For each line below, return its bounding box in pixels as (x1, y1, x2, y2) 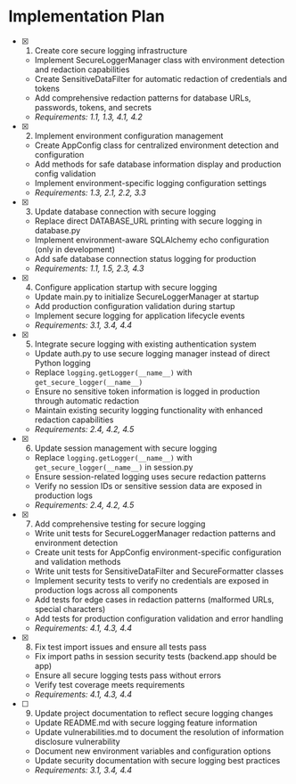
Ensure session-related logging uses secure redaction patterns (34, 470, 267, 482)
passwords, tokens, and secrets (34, 102, 152, 112)
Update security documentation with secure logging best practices (34, 755, 281, 765)
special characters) (34, 603, 106, 614)
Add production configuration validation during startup (34, 300, 235, 311)
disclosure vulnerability (34, 736, 121, 747)
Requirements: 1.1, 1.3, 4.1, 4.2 (34, 111, 144, 122)
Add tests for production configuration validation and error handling (34, 613, 284, 624)
